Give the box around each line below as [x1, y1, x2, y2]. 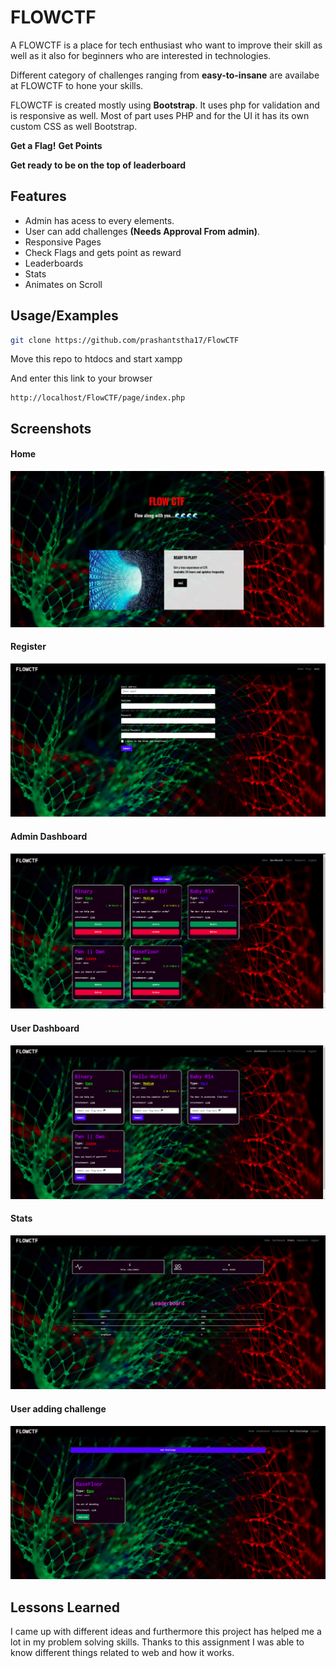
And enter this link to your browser [10, 372, 153, 385]
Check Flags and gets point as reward [24, 246, 182, 258]
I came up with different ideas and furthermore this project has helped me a [10, 1626, 322, 1638]
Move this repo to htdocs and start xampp [10, 353, 183, 365]
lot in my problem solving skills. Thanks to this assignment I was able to [10, 1636, 305, 1648]
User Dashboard [10, 1022, 80, 1034]
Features [10, 188, 67, 205]
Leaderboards [24, 257, 84, 269]
